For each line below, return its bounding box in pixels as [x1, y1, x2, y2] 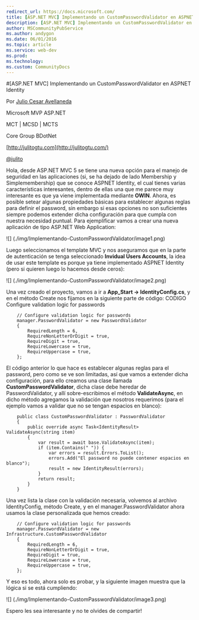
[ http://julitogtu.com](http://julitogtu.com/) [6, 144, 109, 151]
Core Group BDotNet [6, 132, 57, 139]
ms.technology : [6, 58, 44, 64]
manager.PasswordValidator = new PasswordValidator [17, 318, 147, 324]
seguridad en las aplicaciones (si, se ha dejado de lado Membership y [6, 173, 176, 180]
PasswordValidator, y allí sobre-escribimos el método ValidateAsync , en [6, 390, 183, 397]
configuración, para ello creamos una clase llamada [6, 377, 132, 384]
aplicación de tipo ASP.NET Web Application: [6, 224, 116, 231]
